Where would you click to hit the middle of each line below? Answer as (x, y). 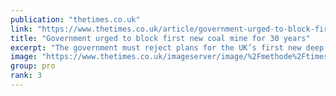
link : (21, 29)
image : (24, 57)
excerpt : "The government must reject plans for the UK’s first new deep (167, 47)
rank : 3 (26, 76)
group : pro (33, 66)
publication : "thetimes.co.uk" (75, 19)
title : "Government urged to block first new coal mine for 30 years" (160, 38)
